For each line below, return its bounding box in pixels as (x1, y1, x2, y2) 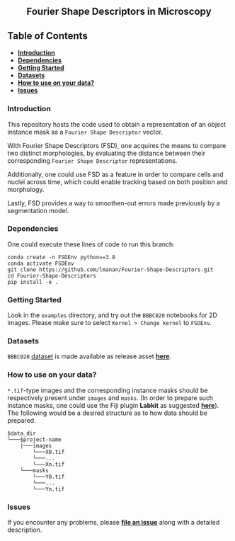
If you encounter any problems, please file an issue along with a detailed (7, 518, 220, 526)
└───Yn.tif (33, 485, 65, 493)
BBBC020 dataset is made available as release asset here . (7, 352, 172, 360)
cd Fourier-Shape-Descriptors (7, 272, 97, 279)
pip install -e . (7, 278, 59, 285)
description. (7, 525, 42, 534)
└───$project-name (7, 435, 62, 443)
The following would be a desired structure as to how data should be (7, 409, 207, 417)
